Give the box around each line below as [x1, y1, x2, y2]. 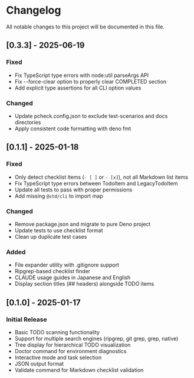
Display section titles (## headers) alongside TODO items [14, 280, 154, 287]
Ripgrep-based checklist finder [14, 268, 90, 275]
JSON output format [14, 360, 64, 367]
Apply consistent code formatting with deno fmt [14, 125, 131, 132]
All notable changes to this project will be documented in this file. [6, 23, 165, 30]
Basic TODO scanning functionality [14, 328, 100, 335]
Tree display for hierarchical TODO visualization [14, 341, 131, 348]
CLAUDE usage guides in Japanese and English [14, 274, 131, 281]
